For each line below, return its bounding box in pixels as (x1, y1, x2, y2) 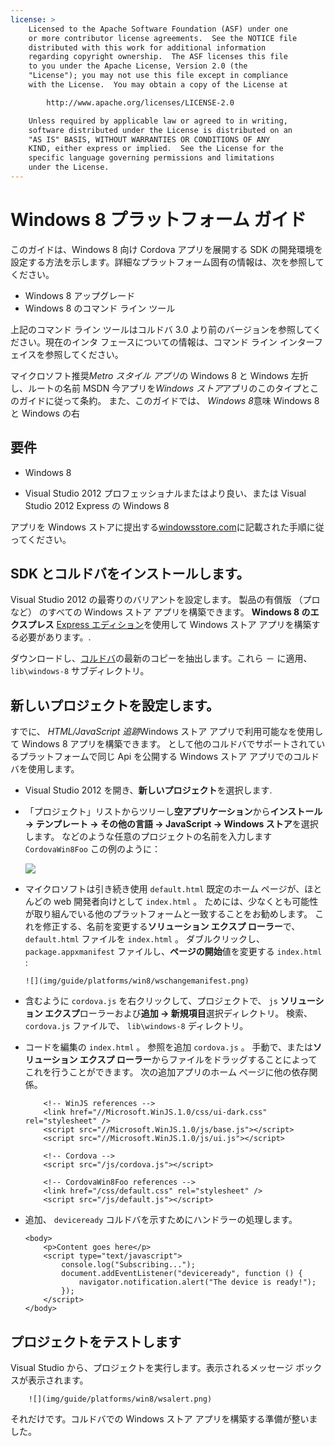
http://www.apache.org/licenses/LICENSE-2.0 (46, 97, 235, 108)
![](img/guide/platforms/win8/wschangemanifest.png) (24, 976, 250, 986)
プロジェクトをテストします (10, 1333, 182, 1350)
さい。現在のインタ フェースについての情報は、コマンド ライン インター (18, 336, 315, 348)
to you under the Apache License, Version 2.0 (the (28, 61, 248, 71)
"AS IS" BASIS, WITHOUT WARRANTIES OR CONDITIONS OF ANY (28, 134, 271, 145)
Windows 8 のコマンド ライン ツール (24, 302, 176, 314)
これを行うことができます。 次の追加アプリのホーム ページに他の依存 (24, 1066, 310, 1078)
